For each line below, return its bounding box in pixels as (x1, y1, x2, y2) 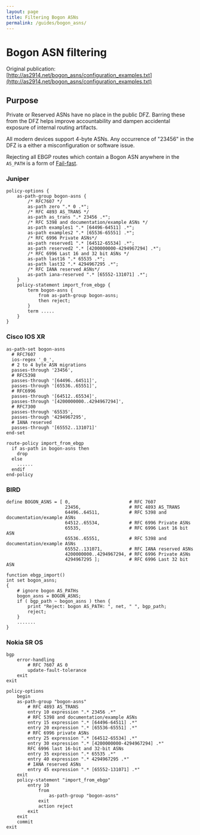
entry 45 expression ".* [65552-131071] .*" (27, 767, 140, 773)
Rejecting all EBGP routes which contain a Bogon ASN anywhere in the (6, 154, 180, 161)
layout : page (6, 8, 39, 15)
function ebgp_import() (6, 572, 66, 578)
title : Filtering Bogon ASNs (6, 14, 79, 20)
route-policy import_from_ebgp (6, 440, 84, 446)
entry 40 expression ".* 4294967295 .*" (27, 756, 130, 762)
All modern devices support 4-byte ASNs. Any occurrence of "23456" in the (6, 136, 194, 143)
